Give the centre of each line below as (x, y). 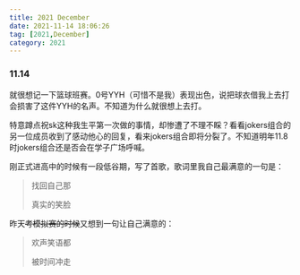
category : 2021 (38, 43)
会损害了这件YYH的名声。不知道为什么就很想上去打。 (108, 106)
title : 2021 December (50, 17)
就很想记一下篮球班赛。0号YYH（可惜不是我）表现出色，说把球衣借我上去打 (150, 94)
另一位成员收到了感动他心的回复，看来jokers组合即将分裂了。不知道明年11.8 (149, 136)
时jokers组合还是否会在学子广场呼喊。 (79, 147)
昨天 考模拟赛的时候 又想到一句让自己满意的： (92, 223)
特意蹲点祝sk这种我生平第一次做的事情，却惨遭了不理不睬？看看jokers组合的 (150, 125)
